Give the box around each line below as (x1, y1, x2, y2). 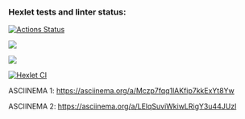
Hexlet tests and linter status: (8, 6, 127, 18)
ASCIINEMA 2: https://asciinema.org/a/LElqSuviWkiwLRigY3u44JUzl (8, 101, 237, 111)
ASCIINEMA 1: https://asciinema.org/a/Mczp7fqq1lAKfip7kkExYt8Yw (8, 86, 235, 96)
